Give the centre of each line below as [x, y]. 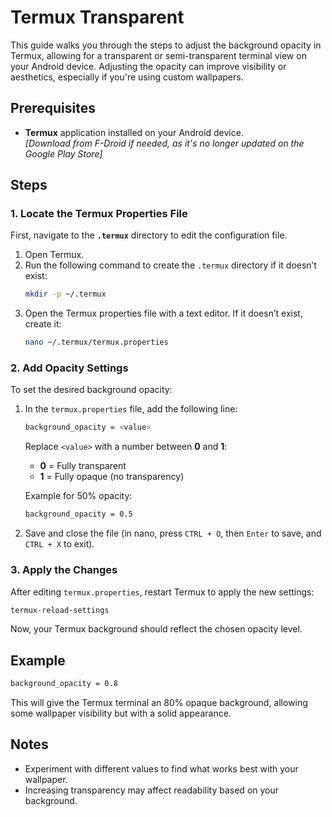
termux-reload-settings [60, 610]
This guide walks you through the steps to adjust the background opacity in [166, 45]
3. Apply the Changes [64, 570]
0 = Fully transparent [83, 466]
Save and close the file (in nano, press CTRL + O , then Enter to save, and [173, 533]
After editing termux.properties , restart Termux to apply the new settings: [162, 592]
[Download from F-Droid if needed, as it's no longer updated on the [164, 143]
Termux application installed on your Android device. [134, 132]
